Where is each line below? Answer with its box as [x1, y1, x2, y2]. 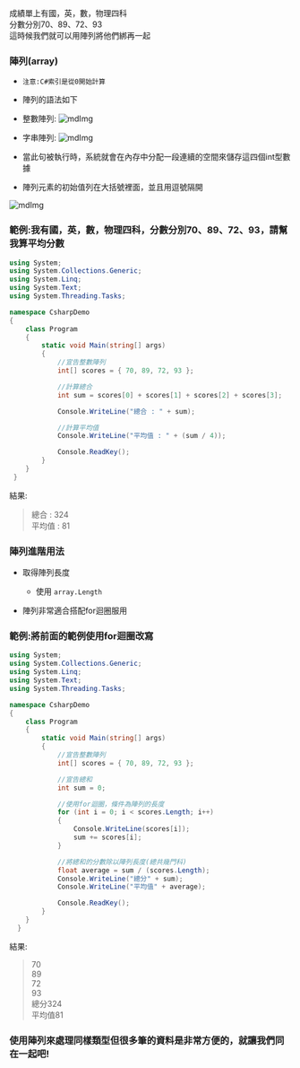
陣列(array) [9, 55, 58, 67]
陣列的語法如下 [21, 94, 78, 105]
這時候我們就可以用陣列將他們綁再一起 [9, 31, 150, 40]
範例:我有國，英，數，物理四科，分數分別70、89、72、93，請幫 [9, 223, 288, 236]
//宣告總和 [56, 775, 92, 783]
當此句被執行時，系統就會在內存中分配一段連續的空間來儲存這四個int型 [21, 152, 284, 162]
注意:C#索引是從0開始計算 [21, 77, 106, 87]
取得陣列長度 [21, 567, 70, 578]
